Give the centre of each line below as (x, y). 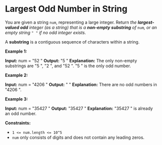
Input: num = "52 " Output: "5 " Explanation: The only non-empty (71, 60)
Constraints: (18, 123)
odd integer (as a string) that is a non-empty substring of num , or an (88, 27)
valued (12, 27)
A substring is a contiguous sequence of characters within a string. (72, 42)
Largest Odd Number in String (66, 9)
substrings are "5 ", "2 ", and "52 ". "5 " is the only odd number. (68, 66)
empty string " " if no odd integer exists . (45, 32)
